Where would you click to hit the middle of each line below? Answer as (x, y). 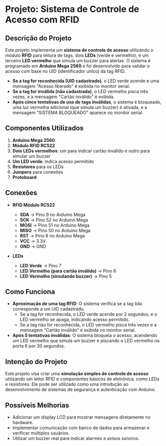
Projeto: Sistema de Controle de (72, 9)
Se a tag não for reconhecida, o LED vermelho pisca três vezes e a (88, 325)
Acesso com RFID (42, 20)
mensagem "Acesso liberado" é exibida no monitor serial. (71, 86)
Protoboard (24, 177)
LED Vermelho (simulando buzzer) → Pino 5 (66, 276)
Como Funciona (30, 292)
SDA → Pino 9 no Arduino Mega (53, 215)
